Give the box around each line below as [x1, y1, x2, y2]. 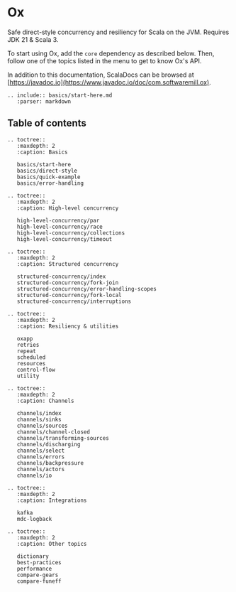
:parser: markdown [16, 97, 72, 105]
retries [16, 341, 40, 348]
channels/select [16, 447, 65, 454]
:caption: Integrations [16, 497, 87, 504]
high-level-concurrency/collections [16, 229, 125, 237]
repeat [16, 348, 37, 355]
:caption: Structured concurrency [16, 260, 119, 267]
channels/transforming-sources [16, 434, 110, 441]
